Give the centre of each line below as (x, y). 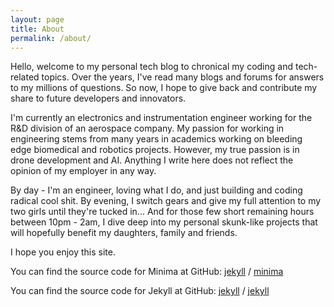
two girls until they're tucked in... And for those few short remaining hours (162, 212)
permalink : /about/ (51, 38)
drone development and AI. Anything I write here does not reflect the (152, 160)
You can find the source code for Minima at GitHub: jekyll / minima (147, 272)
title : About (37, 29)
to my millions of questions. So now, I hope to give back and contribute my (164, 88)
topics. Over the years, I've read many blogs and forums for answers (183, 77)
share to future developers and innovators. (98, 98)
